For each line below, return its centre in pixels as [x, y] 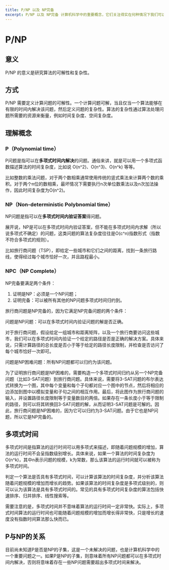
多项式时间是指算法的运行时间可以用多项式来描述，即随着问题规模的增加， [82, 447]
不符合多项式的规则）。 [28, 240]
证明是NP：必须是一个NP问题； [45, 294]
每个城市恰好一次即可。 [29, 351]
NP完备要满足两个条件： [30, 283]
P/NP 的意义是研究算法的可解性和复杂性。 [49, 72]
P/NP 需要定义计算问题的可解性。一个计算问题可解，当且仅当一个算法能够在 [84, 103]
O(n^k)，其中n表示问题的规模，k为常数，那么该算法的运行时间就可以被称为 [83, 460]
